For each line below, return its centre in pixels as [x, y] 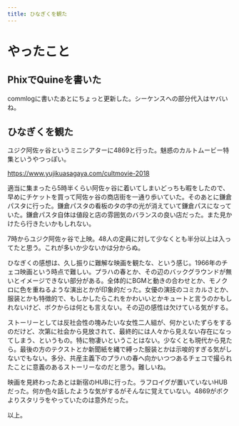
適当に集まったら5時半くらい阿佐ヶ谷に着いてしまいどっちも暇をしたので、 [118, 188]
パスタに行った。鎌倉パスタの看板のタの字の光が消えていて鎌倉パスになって [119, 206]
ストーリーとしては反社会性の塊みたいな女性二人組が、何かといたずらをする [120, 323]
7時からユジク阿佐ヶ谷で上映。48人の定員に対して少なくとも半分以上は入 [116, 239]
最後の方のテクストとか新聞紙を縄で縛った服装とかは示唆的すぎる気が [123, 349]
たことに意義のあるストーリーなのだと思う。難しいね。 [88, 367]
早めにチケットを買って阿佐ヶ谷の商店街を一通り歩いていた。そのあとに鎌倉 [119, 197]
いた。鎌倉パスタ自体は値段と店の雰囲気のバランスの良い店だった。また [113, 215]
